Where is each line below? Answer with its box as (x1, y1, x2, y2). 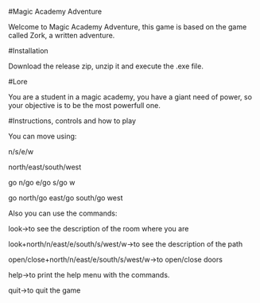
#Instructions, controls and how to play (8, 116, 137, 126)
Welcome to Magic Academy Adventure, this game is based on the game (8, 22, 247, 31)
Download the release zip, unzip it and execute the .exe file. (8, 61, 204, 71)
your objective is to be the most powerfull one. (8, 101, 161, 110)
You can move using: (8, 131, 77, 141)
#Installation (8, 46, 49, 55)
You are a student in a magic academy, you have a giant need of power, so (8, 92, 253, 102)
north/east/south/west (8, 162, 82, 172)
